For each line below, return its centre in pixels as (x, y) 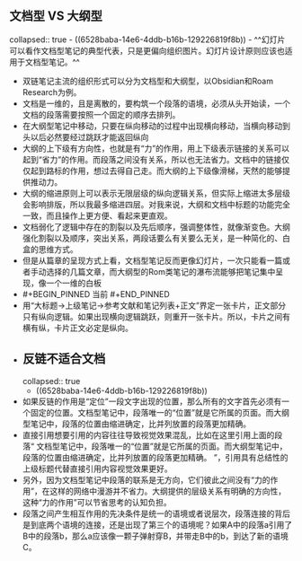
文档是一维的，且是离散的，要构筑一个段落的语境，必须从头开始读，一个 (156, 103)
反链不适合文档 (64, 359)
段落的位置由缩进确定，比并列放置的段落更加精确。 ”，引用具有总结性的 (155, 457)
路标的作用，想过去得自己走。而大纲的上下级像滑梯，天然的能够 (164, 171)
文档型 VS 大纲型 (56, 16)
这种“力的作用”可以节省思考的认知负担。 (97, 502)
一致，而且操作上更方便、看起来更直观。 (97, 215)
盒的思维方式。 (50, 249)
